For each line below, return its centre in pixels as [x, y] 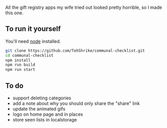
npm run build [20, 65]
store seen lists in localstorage [45, 120]
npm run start [20, 70]
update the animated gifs [39, 109]
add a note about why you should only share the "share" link [76, 103]
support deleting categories [42, 98]
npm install [18, 60]
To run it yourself [33, 29]
